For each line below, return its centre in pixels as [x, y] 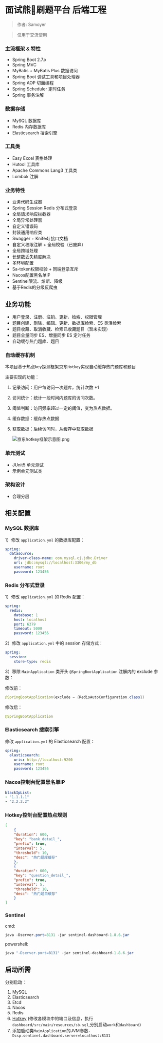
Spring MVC [24, 65]
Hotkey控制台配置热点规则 [36, 815]
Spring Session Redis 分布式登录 [45, 208]
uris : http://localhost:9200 [43, 760]
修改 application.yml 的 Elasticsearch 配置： [50, 741]
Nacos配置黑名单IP [31, 275]
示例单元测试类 [27, 471]
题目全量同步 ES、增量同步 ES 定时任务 [51, 335]
